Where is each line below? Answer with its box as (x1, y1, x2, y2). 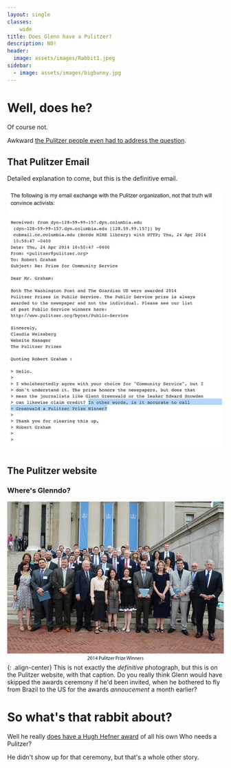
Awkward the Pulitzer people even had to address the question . (7, 136, 187, 144)
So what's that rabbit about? (7, 709, 173, 725)
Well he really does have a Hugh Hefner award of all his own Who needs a (7, 732, 217, 740)
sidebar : (7, 62, 32, 69)
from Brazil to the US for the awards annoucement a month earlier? (7, 685, 197, 693)
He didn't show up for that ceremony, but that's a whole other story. (7, 753, 199, 761)
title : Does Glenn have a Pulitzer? (7, 33, 112, 40)
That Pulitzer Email (7, 156, 89, 168)
